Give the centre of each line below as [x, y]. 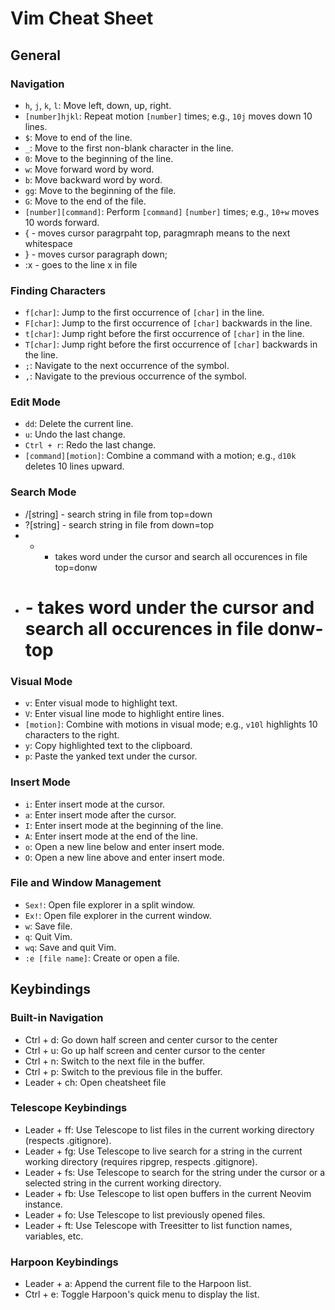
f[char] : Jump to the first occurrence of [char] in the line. [144, 313]
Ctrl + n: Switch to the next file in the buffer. [115, 1061]
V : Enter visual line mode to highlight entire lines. [124, 714]
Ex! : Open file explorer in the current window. [118, 915]
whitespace [48, 243]
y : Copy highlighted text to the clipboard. [108, 746]
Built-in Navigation [57, 1018]
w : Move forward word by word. [89, 169]
